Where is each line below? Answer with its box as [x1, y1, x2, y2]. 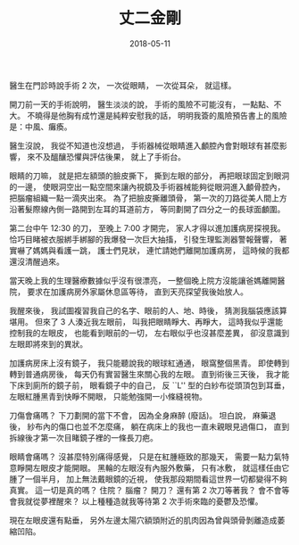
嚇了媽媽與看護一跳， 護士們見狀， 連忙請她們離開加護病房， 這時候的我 [16, 244, 282, 255]
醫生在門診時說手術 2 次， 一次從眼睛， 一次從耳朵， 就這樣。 [9, 79, 237, 90]
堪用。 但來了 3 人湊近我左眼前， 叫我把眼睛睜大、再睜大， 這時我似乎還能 [9, 316, 284, 326]
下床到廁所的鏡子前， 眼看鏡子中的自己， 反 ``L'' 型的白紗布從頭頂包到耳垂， [9, 380, 290, 391]
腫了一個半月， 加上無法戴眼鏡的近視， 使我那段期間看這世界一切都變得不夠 [9, 474, 287, 484]
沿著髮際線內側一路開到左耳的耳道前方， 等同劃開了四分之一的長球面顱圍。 [9, 203, 286, 214]
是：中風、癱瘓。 [9, 121, 72, 132]
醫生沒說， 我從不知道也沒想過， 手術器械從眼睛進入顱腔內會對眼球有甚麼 [9, 140, 279, 151]
